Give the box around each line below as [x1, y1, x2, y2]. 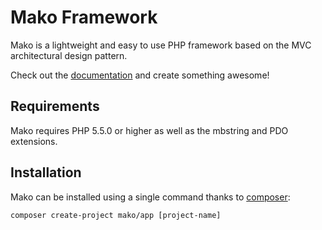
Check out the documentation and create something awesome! [10, 69, 270, 81]
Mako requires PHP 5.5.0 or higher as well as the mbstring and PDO [10, 124, 289, 136]
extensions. [10, 135, 58, 147]
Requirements [10, 98, 100, 115]
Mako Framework [10, 6, 158, 29]
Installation [10, 164, 82, 181]
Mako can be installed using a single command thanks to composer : [10, 191, 291, 203]
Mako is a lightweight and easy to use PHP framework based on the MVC [10, 39, 312, 51]
